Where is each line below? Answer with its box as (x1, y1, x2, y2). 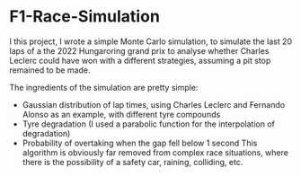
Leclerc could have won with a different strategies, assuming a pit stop (9, 55, 271, 66)
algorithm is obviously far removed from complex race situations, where (22, 146, 289, 158)
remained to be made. (9, 65, 91, 75)
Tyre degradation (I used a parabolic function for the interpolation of (22, 119, 276, 129)
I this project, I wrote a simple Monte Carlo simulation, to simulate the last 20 (9, 36, 293, 47)
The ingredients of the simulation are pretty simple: (9, 82, 199, 92)
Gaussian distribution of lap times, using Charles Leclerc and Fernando (22, 99, 286, 110)
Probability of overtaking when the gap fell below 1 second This (22, 137, 258, 148)
